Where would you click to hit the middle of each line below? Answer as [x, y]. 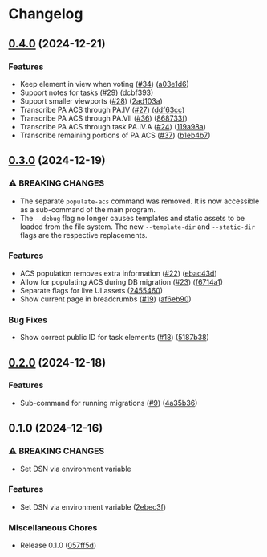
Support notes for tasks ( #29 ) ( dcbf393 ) [87, 92]
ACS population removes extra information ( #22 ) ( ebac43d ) [119, 273]
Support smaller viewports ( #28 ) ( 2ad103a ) [91, 100]
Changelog [46, 14]
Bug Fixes [28, 320]
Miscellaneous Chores [53, 527]
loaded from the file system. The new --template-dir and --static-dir [137, 227]
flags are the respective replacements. [83, 235]
